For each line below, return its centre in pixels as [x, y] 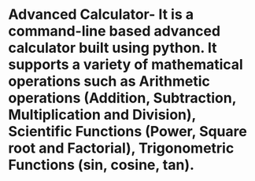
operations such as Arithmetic [109, 81]
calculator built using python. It [113, 48]
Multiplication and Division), [102, 115]
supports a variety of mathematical [126, 65]
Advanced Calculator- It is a [101, 15]
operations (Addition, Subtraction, [122, 98]
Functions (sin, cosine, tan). [102, 165]
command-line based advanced [115, 31]
